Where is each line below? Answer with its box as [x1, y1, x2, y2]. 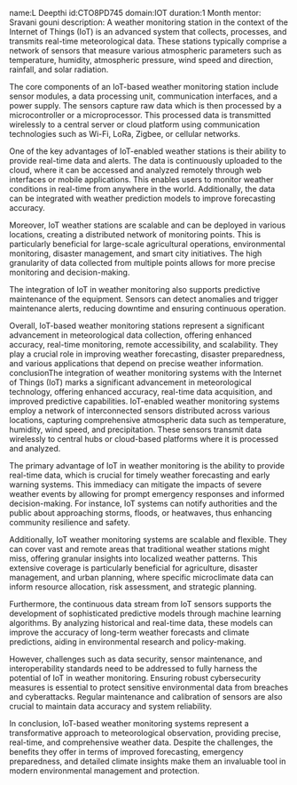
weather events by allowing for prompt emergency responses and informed [9, 489, 285, 499]
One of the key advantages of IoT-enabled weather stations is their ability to [9, 146, 286, 156]
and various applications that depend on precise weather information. [9, 358, 264, 368]
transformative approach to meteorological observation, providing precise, [9, 728, 281, 738]
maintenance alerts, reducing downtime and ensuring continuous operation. [9, 303, 286, 314]
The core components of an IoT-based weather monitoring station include [9, 82, 279, 92]
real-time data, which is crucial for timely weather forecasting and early [9, 470, 270, 480]
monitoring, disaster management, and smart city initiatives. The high [9, 248, 262, 259]
